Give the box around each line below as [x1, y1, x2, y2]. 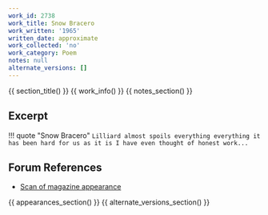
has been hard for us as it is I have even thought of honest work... [8, 139, 249, 147]
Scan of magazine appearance [19, 182, 122, 192]
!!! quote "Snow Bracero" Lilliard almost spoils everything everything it [8, 130, 261, 140]
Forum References [8, 160, 102, 174]
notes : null [8, 57, 48, 65]
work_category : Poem [8, 49, 78, 57]
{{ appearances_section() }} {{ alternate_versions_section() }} [8, 197, 210, 207]
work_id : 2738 [8, 11, 56, 20]
